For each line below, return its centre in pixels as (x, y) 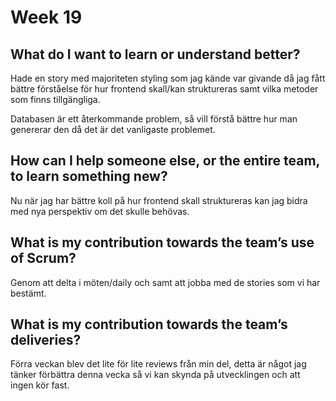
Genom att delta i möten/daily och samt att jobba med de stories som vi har (165, 282)
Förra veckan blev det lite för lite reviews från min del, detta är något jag (158, 364)
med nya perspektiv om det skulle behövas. (100, 211)
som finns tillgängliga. (55, 99)
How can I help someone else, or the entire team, (165, 161)
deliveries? (46, 340)
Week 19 (46, 17)
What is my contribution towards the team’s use (162, 242)
